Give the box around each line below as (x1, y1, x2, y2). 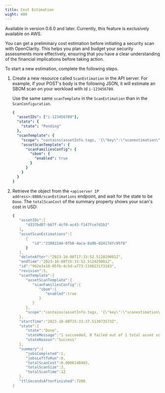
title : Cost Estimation (5, 7, 54, 12)
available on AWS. (5, 31, 42, 37)
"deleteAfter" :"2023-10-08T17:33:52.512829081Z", (19, 255, 123, 260)
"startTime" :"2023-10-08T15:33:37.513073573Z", (19, 319, 119, 324)
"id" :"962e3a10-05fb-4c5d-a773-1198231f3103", (19, 264, 117, 269)
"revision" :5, (19, 268, 48, 273)
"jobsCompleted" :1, (25, 351, 66, 356)
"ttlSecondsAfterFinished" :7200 (19, 379, 86, 384)
